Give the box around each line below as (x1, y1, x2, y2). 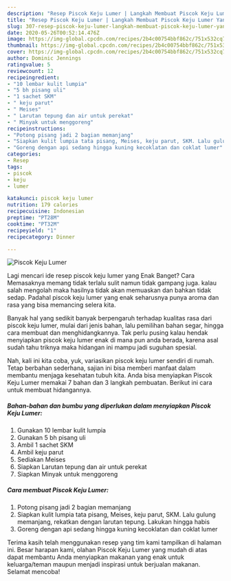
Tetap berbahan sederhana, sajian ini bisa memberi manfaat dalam (7, 364, 196, 372)
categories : (7, 151, 41, 158)
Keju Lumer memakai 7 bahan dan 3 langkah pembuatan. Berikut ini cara (7, 379, 212, 387)
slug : (7, 23, 23, 30)
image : (7, 36, 26, 43)
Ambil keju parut (16, 448, 64, 457)
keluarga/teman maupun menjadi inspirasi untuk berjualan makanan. (7, 560, 201, 569)
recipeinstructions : (7, 125, 67, 132)
